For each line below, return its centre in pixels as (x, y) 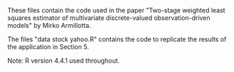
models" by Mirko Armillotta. (49, 25)
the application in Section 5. (48, 47)
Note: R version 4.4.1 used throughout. (63, 61)
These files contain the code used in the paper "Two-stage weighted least (117, 10)
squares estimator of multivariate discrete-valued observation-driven (109, 18)
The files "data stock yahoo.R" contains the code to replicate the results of (117, 39)
